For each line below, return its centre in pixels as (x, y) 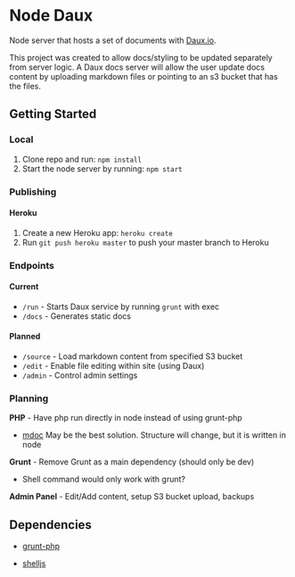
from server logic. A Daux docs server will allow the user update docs (137, 67)
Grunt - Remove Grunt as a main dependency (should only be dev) (132, 462)
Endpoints (32, 265)
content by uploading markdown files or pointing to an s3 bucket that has (143, 76)
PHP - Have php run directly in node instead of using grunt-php (126, 418)
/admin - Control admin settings (80, 375)
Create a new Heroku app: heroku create (98, 232)
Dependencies (50, 525)
